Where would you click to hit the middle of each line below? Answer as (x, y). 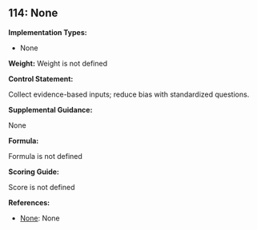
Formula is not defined (45, 156)
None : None (40, 218)
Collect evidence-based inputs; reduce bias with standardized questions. (129, 94)
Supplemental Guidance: (50, 109)
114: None (33, 13)
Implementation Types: (48, 32)
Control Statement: (41, 78)
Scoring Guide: (34, 172)
